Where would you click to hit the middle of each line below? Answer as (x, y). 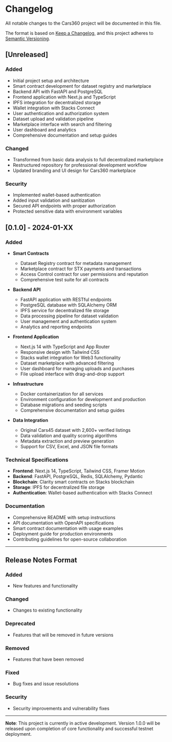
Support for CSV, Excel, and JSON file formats (69, 446)
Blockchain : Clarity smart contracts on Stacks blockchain (73, 482)
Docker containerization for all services (62, 394)
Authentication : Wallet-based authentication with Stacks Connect (82, 493)
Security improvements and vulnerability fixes (61, 708)
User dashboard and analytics (45, 129)
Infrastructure (28, 384)
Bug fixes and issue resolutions (46, 684)
